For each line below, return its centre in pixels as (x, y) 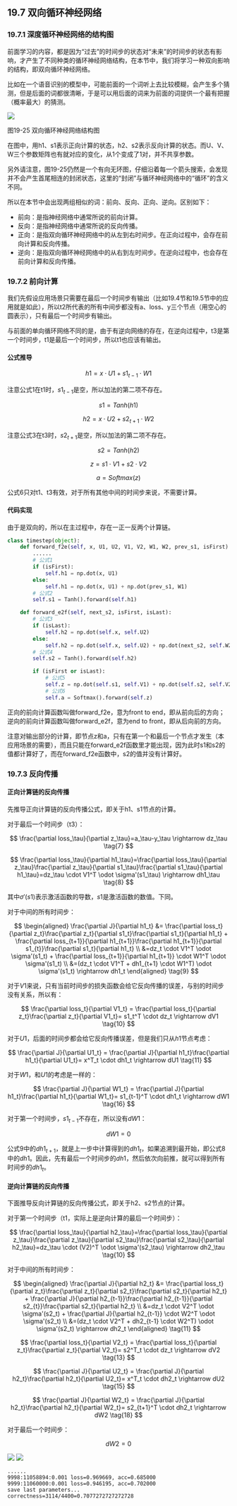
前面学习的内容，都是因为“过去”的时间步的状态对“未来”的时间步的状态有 (112, 51)
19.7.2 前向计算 (33, 281)
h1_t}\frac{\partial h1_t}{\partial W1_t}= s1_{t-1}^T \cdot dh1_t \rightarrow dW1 (119, 1096)
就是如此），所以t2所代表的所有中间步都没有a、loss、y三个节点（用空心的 (120, 307)
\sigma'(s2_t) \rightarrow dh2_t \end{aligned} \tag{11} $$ (119, 1329)
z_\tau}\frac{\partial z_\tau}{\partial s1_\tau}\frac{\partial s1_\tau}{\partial (119, 867)
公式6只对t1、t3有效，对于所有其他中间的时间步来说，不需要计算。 (104, 492)
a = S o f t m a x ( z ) (119, 478)
